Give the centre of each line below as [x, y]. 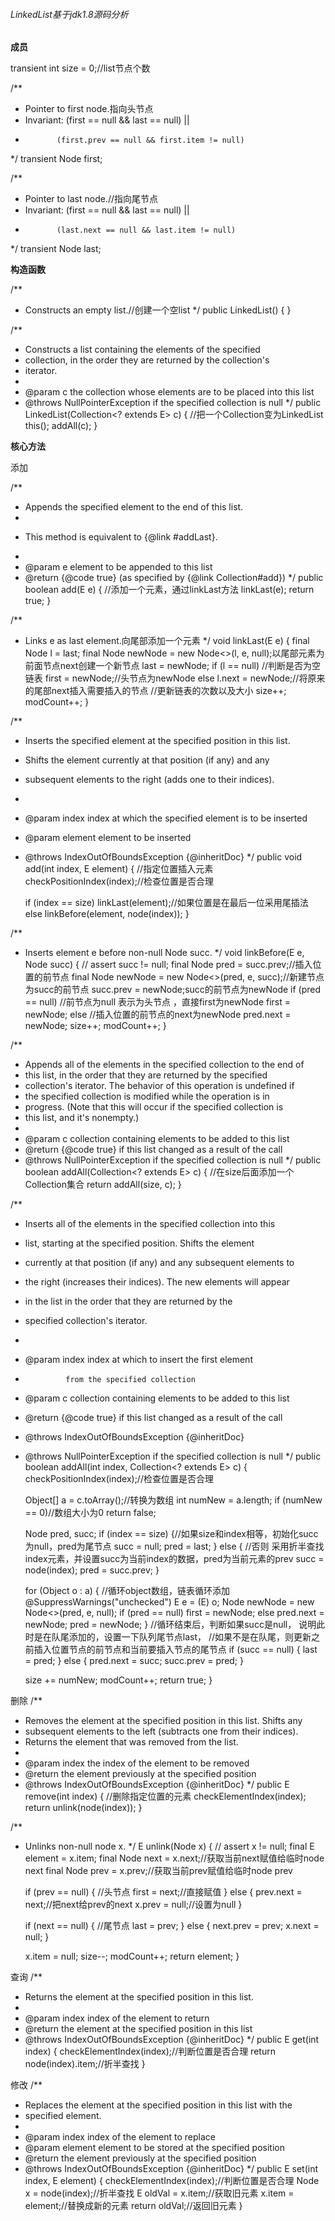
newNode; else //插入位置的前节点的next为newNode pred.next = [158, 1015]
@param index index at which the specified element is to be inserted [166, 818]
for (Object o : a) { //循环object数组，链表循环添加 [127, 1591]
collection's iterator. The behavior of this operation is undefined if [159, 1086]
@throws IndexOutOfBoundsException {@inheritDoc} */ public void [163, 857]
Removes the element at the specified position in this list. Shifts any [163, 1721]
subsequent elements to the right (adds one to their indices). [149, 780]
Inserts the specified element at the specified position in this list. [157, 741]
